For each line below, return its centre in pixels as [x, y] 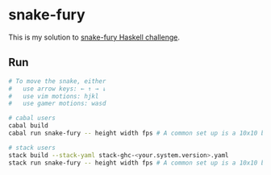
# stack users [32, 148]
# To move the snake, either [57, 81]
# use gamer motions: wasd [57, 104]
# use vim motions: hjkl [54, 96]
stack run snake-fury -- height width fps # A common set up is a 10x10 [133, 163]
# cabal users [32, 119]
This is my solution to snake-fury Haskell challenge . [94, 37]
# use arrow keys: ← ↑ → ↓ [57, 89]
